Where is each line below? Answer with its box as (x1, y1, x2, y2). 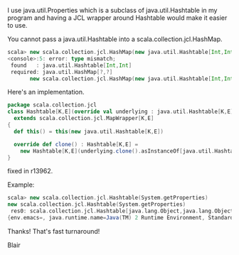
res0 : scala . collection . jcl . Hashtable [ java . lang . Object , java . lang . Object (10, 207, 234, 215)
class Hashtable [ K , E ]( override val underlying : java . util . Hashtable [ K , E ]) (7, 108, 237, 116)
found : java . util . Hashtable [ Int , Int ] (10, 62, 132, 69)
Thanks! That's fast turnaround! (7, 227, 100, 235)
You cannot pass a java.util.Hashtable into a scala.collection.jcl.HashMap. (7, 35, 223, 43)
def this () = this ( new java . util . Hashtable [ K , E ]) (14, 128, 164, 135)
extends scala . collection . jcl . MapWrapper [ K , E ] (14, 115, 154, 122)
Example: (7, 180, 35, 189)
